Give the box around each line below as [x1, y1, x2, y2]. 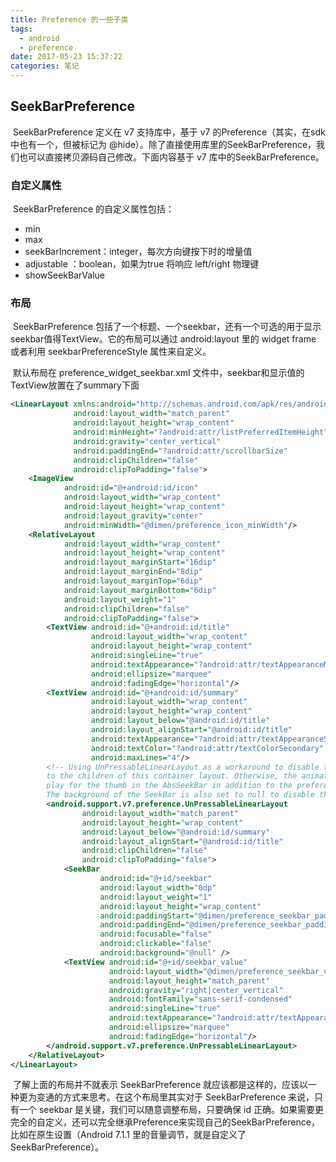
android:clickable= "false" [99, 939, 213, 949]
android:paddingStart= [99, 911, 195, 921]
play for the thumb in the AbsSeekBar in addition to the [46, 781, 293, 791]
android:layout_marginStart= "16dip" [63, 557, 217, 568]
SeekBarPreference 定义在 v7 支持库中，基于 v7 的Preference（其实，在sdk [12, 126, 326, 138]
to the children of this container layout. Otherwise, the [46, 771, 298, 781]
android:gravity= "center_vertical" [73, 436, 222, 446]
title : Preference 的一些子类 [10, 14, 129, 25]
